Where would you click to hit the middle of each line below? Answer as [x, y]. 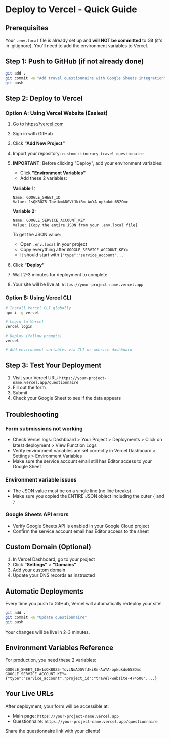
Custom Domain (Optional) [48, 547]
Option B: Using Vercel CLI [38, 298]
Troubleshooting [32, 414]
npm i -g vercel [22, 313]
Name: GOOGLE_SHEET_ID [36, 198]
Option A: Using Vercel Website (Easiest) [56, 113]
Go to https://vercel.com [38, 124]
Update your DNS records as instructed [54, 575]
